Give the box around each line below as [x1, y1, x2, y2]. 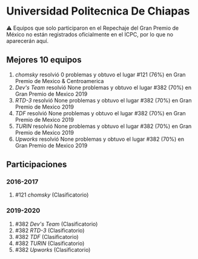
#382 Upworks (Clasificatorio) [15, 246, 91, 253]
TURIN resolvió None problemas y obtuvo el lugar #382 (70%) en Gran [15, 123, 192, 130]
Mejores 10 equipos [6, 55, 82, 65]
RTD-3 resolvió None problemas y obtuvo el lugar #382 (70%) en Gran [15, 96, 192, 104]
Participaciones [6, 160, 67, 170]
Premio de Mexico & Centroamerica [15, 77, 104, 84]
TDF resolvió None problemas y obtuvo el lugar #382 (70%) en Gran [15, 109, 186, 116]
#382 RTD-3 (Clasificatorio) [15, 226, 85, 234]
